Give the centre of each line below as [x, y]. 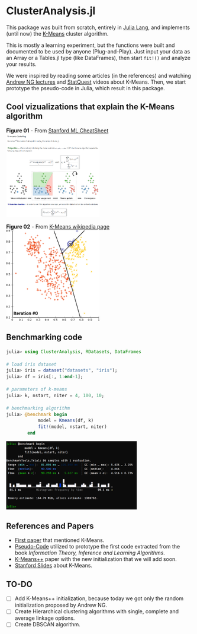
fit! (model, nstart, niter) [72, 427]
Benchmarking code [44, 337]
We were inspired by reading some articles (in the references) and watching [98, 75]
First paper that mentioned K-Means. [59, 540]
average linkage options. [45, 618]
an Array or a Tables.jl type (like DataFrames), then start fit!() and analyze [98, 58]
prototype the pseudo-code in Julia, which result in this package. [85, 88]
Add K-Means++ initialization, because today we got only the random [99, 598]
